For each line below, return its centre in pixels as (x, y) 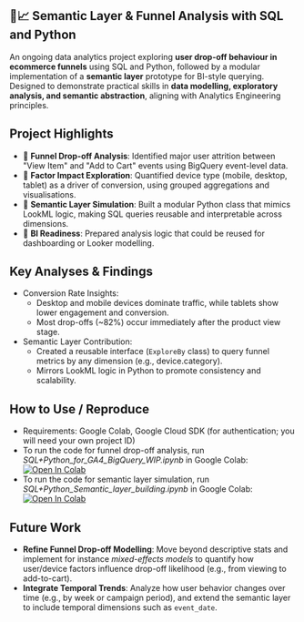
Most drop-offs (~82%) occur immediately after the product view (158, 322)
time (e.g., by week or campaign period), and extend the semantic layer (157, 598)
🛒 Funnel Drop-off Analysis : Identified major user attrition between (149, 156)
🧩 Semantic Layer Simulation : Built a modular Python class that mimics (157, 204)
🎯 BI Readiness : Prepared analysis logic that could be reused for (144, 233)
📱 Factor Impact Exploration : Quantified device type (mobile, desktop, (155, 175)
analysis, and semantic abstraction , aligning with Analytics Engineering (145, 96)
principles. (29, 105)
